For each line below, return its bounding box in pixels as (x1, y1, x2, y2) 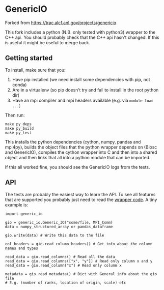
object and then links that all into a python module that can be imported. (5, 154, 151, 160)
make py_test (5, 130, 32, 135)
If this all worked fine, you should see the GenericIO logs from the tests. (5, 164, 150, 170)
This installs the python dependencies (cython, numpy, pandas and (5, 139, 141, 145)
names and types (5, 246, 38, 251)
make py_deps (5, 121, 32, 126)
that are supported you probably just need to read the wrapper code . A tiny (5, 197, 157, 203)
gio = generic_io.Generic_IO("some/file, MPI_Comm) (5, 220, 113, 225)
